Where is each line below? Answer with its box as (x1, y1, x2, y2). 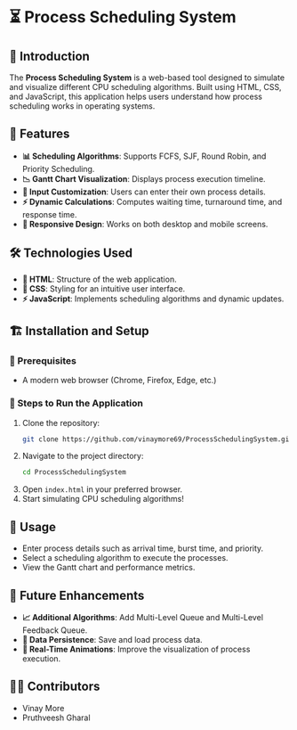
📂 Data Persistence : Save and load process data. (21, 634, 203, 644)
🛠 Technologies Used (9, 246, 133, 261)
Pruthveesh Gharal (21, 712, 91, 723)
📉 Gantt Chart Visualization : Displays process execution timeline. (21, 173, 266, 184)
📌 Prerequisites (9, 354, 77, 366)
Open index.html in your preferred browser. (21, 484, 183, 495)
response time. (21, 209, 77, 219)
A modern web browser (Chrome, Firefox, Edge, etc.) (21, 375, 217, 386)
